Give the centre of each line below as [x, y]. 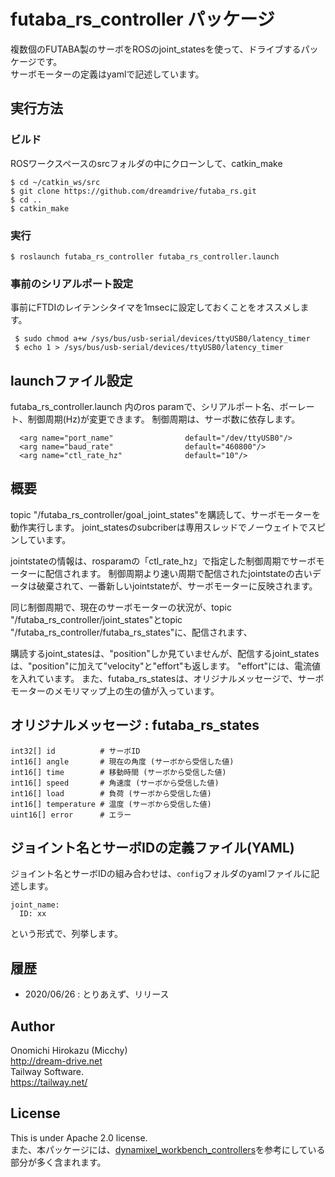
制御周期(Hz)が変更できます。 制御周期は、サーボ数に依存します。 [164, 419]
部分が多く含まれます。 [58, 1162]
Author [32, 1026]
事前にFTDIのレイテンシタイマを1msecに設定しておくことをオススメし [155, 307]
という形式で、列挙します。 [67, 934]
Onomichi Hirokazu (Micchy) [69, 1051]
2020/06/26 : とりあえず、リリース [97, 994]
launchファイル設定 [71, 380]
